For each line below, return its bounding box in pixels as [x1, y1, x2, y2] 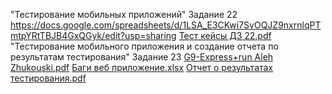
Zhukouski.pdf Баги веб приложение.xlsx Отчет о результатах [10, 62, 274, 73]
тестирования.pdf [10, 72, 87, 84]
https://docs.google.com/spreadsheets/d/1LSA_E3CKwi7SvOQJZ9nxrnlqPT [10, 19, 322, 31]
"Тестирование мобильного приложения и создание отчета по [10, 40, 279, 52]
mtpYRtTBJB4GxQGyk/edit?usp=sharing [10, 30, 177, 41]
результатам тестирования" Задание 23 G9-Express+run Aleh [10, 51, 274, 63]
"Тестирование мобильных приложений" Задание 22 [10, 9, 238, 20]
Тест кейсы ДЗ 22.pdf [178, 30, 272, 41]
